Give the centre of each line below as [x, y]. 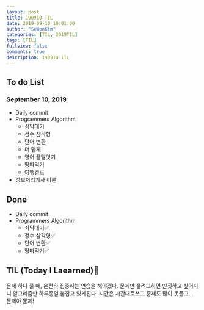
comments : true [26, 52]
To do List [25, 82]
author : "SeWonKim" [31, 29]
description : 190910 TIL [38, 57]
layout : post [23, 12]
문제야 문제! [20, 301]
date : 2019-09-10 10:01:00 [41, 23]
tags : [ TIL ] [21, 40]
